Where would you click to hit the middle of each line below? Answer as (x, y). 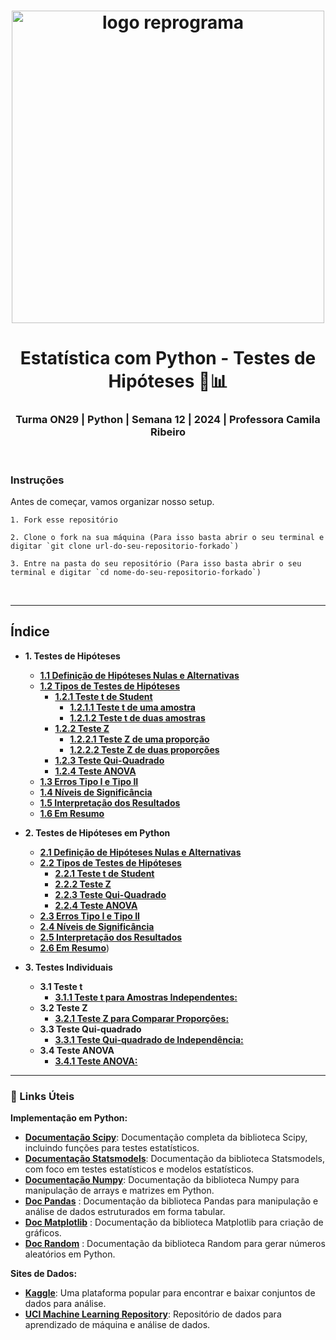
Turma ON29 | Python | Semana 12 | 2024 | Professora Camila (168, 420)
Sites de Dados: (44, 1274)
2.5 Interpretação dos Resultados (111, 937)
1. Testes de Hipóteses (72, 656)
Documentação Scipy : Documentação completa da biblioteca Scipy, (166, 1137)
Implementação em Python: (69, 1118)
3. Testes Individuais (68, 967)
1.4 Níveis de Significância (96, 792)
